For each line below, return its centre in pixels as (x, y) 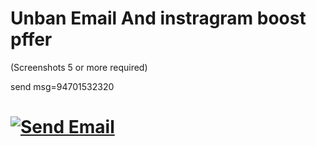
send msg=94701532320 (62, 86)
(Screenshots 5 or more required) (79, 67)
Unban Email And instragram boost (158, 18)
